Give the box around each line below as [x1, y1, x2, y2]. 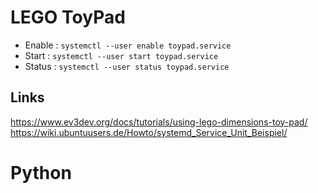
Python [10, 161, 72, 184]
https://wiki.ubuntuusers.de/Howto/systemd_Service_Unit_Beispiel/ [10, 126, 288, 138]
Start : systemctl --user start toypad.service [24, 49, 219, 61]
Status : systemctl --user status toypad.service [24, 60, 230, 72]
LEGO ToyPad [10, 6, 126, 29]
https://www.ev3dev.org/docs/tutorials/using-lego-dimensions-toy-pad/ [10, 116, 308, 128]
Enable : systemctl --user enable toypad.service [24, 39, 232, 51]
